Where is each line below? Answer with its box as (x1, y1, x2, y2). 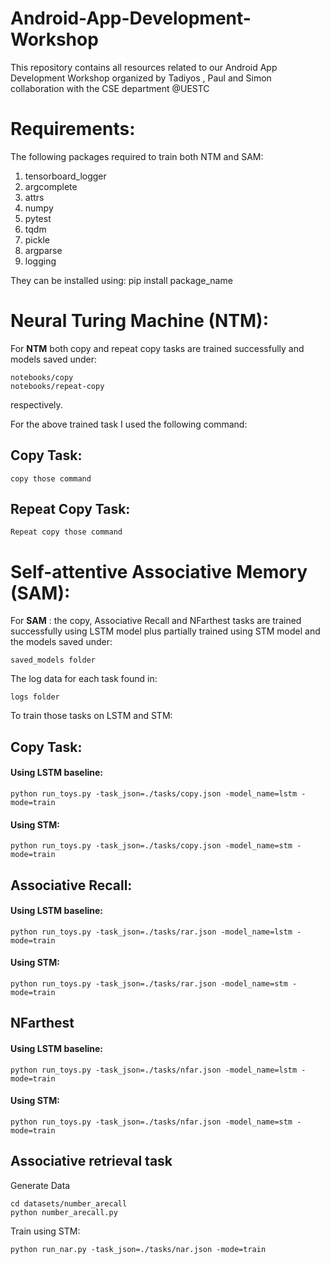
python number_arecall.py (10, 1207, 118, 1217)
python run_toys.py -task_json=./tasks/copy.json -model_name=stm (10, 841, 293, 851)
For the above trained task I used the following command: (10, 418, 248, 430)
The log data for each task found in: (10, 673, 158, 685)
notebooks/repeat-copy (10, 381, 105, 391)
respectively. (10, 398, 63, 411)
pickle (24, 233, 50, 246)
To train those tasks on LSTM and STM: (10, 710, 173, 722)
